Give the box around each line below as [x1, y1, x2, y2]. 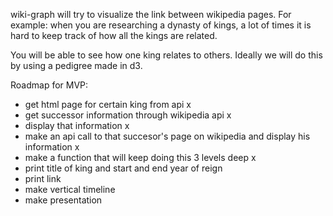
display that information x [24, 120, 130, 131]
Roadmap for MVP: [10, 79, 89, 91]
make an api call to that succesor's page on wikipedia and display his [24, 130, 311, 142]
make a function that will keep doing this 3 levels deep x [24, 152, 257, 163]
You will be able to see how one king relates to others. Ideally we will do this [10, 49, 323, 61]
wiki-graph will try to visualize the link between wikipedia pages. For [10, 9, 292, 20]
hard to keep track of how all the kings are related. [10, 30, 218, 41]
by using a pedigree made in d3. [10, 60, 143, 71]
